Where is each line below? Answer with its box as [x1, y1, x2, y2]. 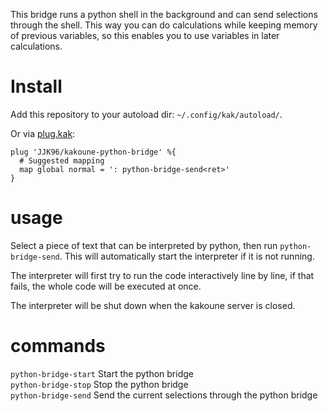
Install [10, 75, 63, 98]
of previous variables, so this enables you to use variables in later [10, 30, 280, 41]
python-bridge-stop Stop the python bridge [10, 378, 189, 390]
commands [10, 335, 106, 358]
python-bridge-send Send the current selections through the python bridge [10, 389, 318, 401]
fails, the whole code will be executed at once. [10, 280, 202, 292]
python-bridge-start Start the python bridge [10, 367, 194, 379]
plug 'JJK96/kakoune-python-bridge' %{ [10, 147, 177, 157]
